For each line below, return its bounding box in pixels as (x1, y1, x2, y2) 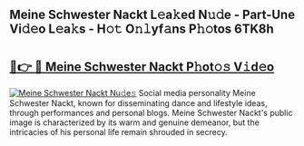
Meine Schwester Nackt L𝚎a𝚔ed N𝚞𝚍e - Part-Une (9, 7, 296, 23)
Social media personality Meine (138, 88, 256, 98)
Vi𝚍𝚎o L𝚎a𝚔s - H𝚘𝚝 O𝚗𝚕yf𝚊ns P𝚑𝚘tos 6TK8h (9, 22, 274, 37)
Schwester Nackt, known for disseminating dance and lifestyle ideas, (9, 98, 268, 108)
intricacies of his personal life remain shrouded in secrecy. (9, 127, 229, 137)
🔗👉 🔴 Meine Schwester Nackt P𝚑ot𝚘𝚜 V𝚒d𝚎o (9, 59, 275, 74)
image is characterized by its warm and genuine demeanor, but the (9, 117, 260, 128)
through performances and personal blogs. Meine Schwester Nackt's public (9, 108, 293, 118)
